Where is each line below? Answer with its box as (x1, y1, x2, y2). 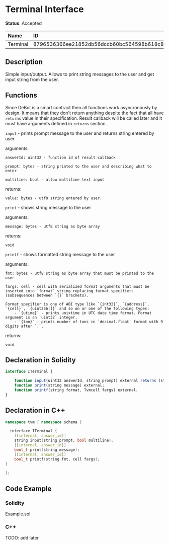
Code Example (5, 484, 52, 493)
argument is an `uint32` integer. (5, 315, 78, 320)
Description (5, 58, 43, 66)
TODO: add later (5, 535, 39, 541)
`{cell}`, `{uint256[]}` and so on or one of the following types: (5, 306, 150, 311)
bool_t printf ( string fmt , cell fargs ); (14, 456, 100, 461)
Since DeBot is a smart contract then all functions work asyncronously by (5, 104, 157, 110)
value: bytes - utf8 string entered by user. (5, 195, 102, 201)
